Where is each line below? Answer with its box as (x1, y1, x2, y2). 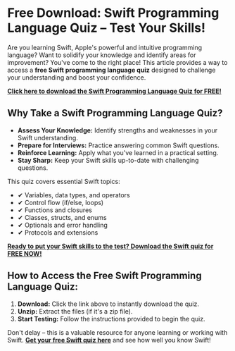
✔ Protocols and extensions (17, 228, 99, 237)
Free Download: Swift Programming (7, 5, 220, 21)
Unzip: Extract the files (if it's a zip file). (17, 307, 133, 315)
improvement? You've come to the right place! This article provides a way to (7, 58, 228, 66)
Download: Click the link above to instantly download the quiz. (17, 300, 199, 308)
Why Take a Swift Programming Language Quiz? (7, 107, 223, 119)
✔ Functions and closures (17, 206, 93, 214)
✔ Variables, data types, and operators (17, 190, 130, 199)
